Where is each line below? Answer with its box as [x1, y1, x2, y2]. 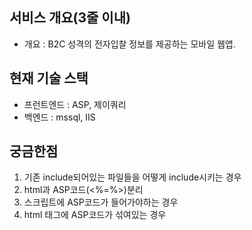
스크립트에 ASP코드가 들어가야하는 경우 [23, 196, 179, 208]
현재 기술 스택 [9, 70, 89, 87]
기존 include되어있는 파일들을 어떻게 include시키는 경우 [23, 171, 242, 183]
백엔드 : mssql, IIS [23, 111, 96, 123]
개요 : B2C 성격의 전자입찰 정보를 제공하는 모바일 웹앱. [23, 38, 236, 50]
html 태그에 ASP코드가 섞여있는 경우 [23, 209, 167, 221]
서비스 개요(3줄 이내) [9, 9, 131, 27]
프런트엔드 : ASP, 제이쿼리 [23, 98, 127, 110]
